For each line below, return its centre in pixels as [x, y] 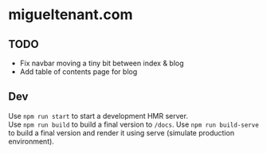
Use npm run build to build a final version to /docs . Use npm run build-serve [133, 124]
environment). [31, 141]
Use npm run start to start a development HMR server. [98, 116]
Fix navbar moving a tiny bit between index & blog [102, 63]
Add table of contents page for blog [79, 72]
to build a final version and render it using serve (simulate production [122, 132]
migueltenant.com [71, 15]
